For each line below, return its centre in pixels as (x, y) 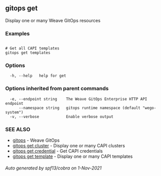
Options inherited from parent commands (57, 89)
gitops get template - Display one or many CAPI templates (73, 156)
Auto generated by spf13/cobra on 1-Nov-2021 (53, 168)
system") (14, 112)
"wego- (149, 108)
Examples (18, 33)
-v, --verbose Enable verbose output (62, 116)
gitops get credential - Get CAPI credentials (58, 151)
